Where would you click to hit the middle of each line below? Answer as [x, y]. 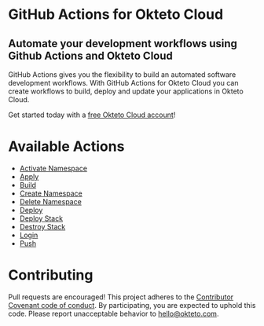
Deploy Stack [41, 218]
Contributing [51, 275]
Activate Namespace [53, 168]
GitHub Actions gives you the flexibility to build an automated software [122, 75]
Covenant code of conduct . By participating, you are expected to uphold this [132, 305]
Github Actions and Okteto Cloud [90, 55]
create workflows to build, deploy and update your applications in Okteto [126, 91]
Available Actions [66, 147]
